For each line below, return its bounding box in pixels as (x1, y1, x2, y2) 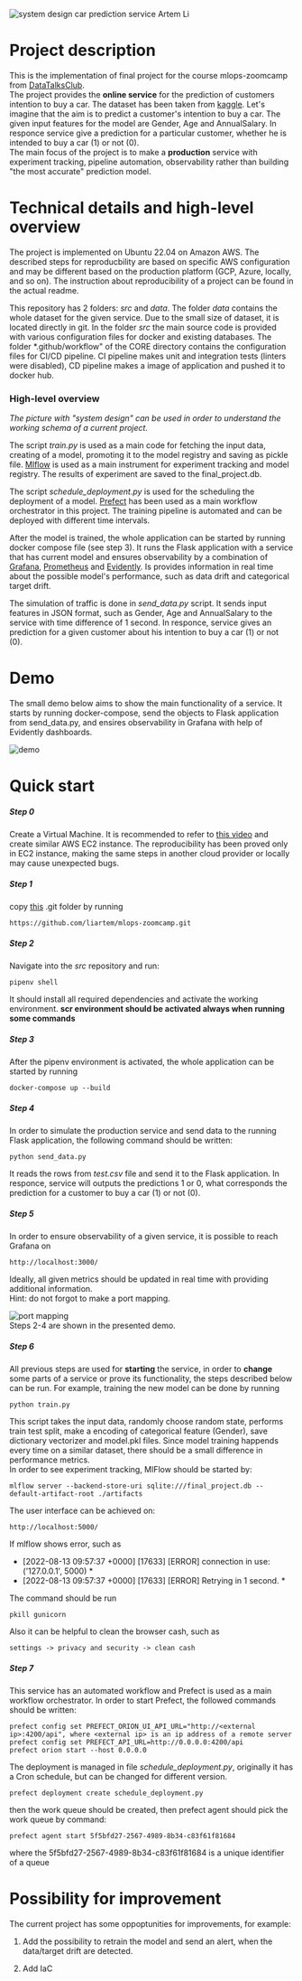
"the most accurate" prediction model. (9, 165, 151, 176)
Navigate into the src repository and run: (9, 960, 160, 971)
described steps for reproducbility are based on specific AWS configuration (9, 256, 290, 266)
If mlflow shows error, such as (9, 1538, 122, 1549)
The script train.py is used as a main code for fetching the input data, (9, 440, 266, 451)
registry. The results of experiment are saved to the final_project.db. (9, 469, 262, 480)
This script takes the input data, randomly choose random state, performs (9, 1416, 284, 1427)
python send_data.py (9, 1153, 87, 1162)
